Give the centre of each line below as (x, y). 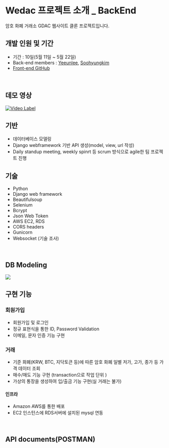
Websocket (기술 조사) (36, 238)
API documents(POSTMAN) (50, 439)
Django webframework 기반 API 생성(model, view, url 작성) (73, 145)
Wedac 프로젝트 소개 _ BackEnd (71, 11)
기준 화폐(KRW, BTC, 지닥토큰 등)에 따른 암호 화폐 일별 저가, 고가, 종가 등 (86, 362)
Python (20, 189)
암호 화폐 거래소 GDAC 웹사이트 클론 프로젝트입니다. (57, 26)
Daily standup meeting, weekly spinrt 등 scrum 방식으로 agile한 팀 (81, 152)
